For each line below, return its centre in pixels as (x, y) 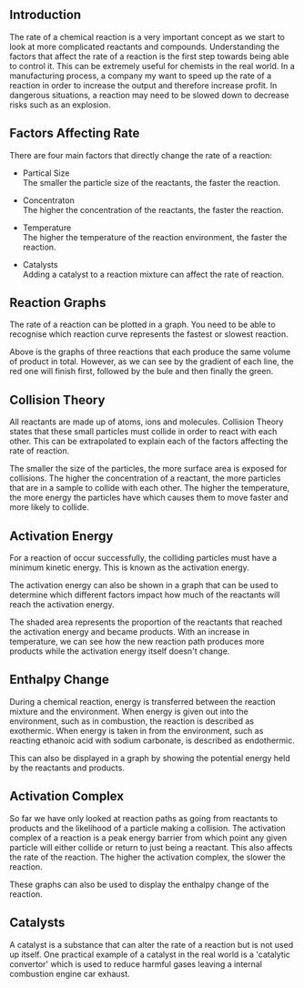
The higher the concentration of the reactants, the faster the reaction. (153, 209)
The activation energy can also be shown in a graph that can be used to (144, 586)
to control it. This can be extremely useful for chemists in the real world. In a (152, 66)
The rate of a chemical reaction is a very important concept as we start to (147, 36)
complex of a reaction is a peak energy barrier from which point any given (148, 838)
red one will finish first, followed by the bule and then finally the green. (142, 372)
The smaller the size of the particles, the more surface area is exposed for (148, 469)
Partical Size (46, 173)
